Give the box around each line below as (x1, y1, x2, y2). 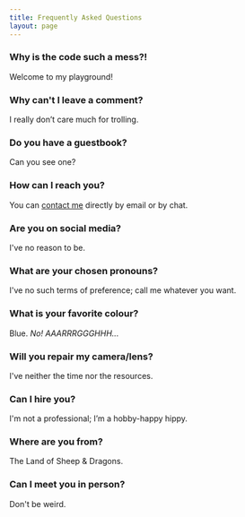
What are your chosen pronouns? (9, 264, 159, 277)
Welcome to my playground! (9, 71, 114, 82)
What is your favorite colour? (9, 307, 139, 320)
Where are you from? (9, 435, 103, 448)
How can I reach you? (9, 179, 105, 192)
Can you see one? (9, 157, 76, 168)
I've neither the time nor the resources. (9, 370, 153, 381)
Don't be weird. (9, 498, 66, 509)
